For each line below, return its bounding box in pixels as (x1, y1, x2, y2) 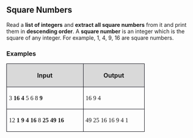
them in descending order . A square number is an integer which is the (6, 27, 185, 35)
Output (103, 71, 125, 79)
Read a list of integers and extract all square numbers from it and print (6, 21, 187, 28)
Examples (6, 49, 37, 57)
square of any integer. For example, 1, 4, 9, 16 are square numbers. (6, 34, 174, 42)
